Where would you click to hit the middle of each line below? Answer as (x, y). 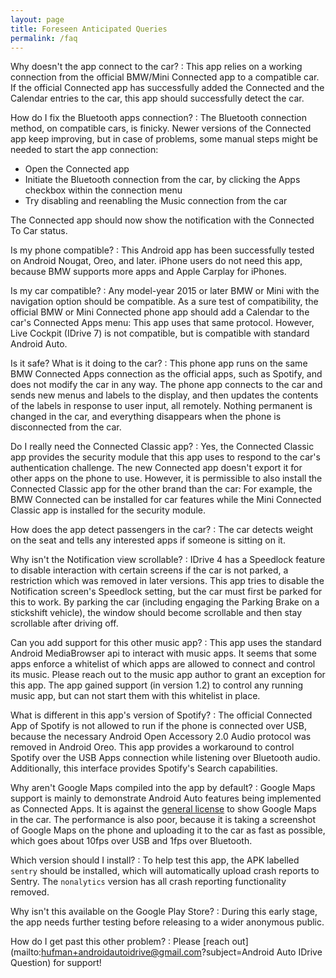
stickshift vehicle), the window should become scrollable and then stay (156, 613)
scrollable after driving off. (64, 623)
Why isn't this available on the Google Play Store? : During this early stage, (164, 912)
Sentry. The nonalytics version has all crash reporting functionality (148, 882)
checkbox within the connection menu (103, 190)
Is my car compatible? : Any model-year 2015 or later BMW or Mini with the (165, 291)
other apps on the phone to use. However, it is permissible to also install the (166, 478)
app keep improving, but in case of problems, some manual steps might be (164, 139)
